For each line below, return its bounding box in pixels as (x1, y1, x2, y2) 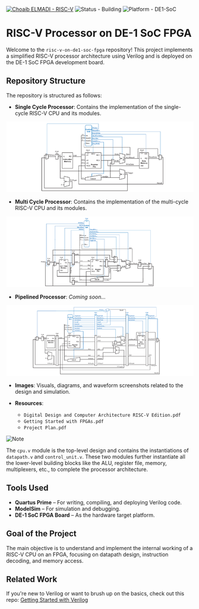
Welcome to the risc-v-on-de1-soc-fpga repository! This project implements (6, 46, 193, 53)
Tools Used (6, 483, 49, 493)
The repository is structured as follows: (6, 92, 102, 99)
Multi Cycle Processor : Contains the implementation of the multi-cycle (14, 198, 189, 205)
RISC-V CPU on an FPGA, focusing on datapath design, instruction (6, 551, 169, 558)
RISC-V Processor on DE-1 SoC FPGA (6, 27, 192, 40)
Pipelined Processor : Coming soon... (14, 293, 106, 300)
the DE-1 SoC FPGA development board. (6, 58, 105, 65)
